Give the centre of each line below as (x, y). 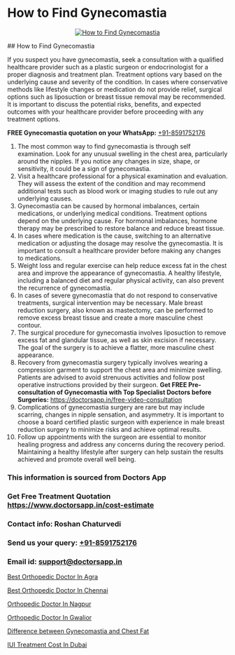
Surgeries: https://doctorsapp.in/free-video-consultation (100, 399)
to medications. (40, 258)
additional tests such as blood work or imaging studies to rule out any (117, 191)
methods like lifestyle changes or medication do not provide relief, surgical (115, 89)
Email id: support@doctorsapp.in (65, 561)
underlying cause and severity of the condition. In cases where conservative (117, 81)
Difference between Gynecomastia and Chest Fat (78, 631)
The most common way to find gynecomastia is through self (104, 146)
